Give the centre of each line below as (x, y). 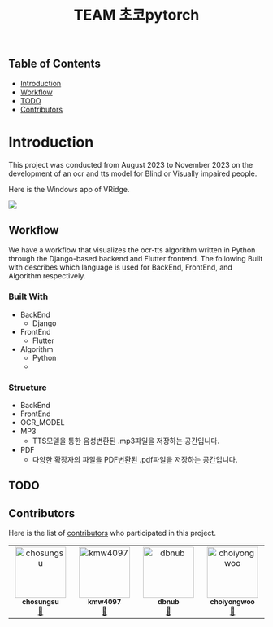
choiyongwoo (233, 602)
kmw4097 (105, 602)
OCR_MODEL (42, 423)
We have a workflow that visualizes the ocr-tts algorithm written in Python (132, 250)
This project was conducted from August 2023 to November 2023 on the (131, 164)
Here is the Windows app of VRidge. (69, 189)
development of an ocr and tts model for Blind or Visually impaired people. (133, 173)
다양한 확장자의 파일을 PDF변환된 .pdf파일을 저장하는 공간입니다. (135, 460)
